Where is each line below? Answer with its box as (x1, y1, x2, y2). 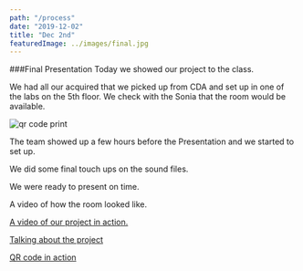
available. (9, 101, 46, 112)
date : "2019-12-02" (9, 22, 84, 31)
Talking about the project (9, 235, 103, 245)
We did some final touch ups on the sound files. (9, 163, 189, 174)
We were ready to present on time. (9, 182, 140, 193)
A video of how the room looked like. (9, 199, 148, 210)
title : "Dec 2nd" (9, 30, 76, 39)
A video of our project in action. (9, 216, 129, 228)
